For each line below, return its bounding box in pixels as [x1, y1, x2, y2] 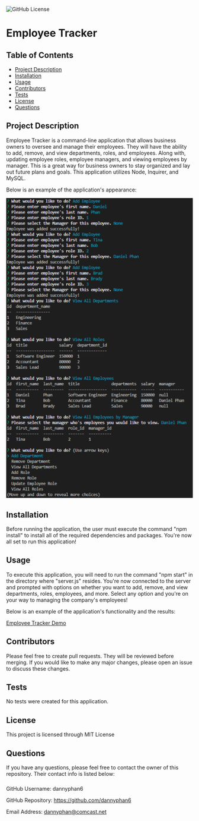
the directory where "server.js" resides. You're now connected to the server [6, 577, 191, 584]
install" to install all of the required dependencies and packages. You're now [6, 532, 192, 539]
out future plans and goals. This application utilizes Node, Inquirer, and [6, 168, 179, 175]
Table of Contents [6, 50, 74, 60]
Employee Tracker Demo [6, 619, 66, 627]
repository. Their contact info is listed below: [6, 770, 115, 778]
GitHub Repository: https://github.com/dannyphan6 [6, 797, 131, 804]
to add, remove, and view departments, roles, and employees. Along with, [6, 149, 186, 156]
